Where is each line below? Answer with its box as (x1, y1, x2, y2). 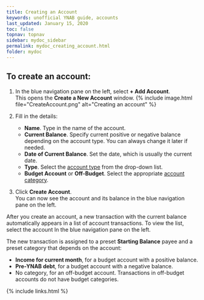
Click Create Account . (15, 188, 72, 196)
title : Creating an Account (6, 9, 78, 15)
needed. (24, 144, 46, 151)
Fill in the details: (15, 112, 58, 120)
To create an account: (6, 71, 91, 82)
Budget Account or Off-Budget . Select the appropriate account (24, 169, 185, 177)
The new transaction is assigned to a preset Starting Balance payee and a (6, 238, 193, 245)
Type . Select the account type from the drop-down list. (24, 163, 163, 170)
